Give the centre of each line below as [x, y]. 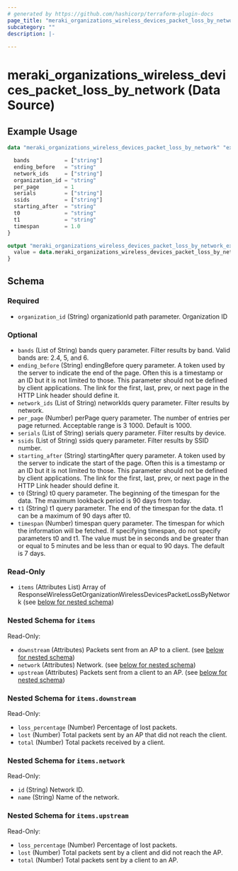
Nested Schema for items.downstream [72, 698]
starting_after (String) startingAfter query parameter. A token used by [121, 456]
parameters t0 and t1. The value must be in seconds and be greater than [123, 538]
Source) [31, 105]
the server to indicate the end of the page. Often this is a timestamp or [120, 373]
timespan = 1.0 [47, 226]
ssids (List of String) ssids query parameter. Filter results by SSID [113, 440]
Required [23, 301]
